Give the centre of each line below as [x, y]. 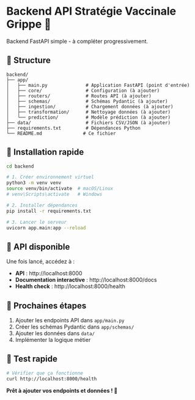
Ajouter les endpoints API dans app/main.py [70, 320]
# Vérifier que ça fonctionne [45, 373]
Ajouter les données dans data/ [55, 333]
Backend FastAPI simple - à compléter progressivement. [77, 41]
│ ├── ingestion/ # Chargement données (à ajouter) [90, 106]
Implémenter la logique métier [53, 340]
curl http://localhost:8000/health [52, 379]
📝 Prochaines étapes [46, 306]
